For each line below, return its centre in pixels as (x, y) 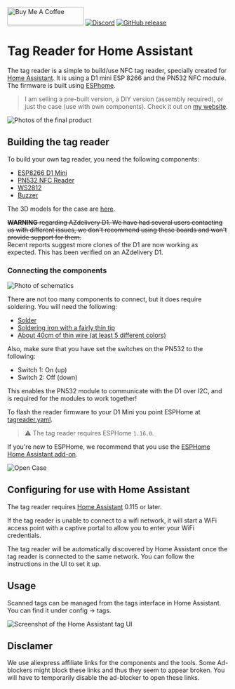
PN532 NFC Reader (46, 180)
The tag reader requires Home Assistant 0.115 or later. (85, 506)
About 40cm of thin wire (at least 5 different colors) (92, 335)
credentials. (24, 535)
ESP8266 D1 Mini (42, 173)
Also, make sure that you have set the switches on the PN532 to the (105, 349)
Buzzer (28, 195)
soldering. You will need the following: (62, 307)
